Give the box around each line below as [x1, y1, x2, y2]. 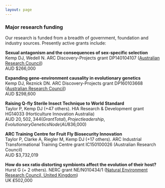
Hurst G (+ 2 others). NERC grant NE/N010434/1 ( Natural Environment [5, 167, 148, 173]
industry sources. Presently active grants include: [5, 40, 107, 46]
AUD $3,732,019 [5, 152, 39, 158]
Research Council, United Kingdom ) [5, 172, 78, 178]
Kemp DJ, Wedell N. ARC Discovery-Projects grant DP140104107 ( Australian [5, 55, 160, 61]
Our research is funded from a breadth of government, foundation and [5, 35, 149, 41]
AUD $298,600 [5, 91, 36, 96]
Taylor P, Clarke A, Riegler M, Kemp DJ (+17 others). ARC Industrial [5, 136, 142, 142]
